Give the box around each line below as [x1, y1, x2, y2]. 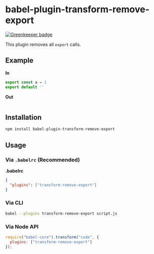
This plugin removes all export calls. [5, 41, 81, 47]
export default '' [5, 84, 44, 90]
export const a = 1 [5, 79, 47, 85]
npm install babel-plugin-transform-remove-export [5, 126, 115, 132]
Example [5, 56, 34, 65]
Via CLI [5, 199, 23, 206]
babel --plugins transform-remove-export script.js [5, 211, 117, 216]
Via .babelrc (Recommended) [5, 156, 80, 163]
